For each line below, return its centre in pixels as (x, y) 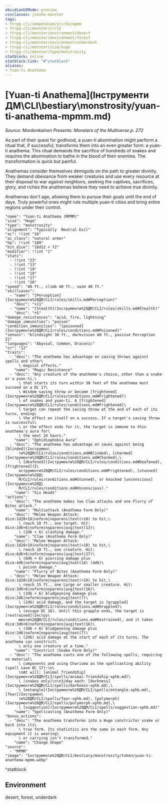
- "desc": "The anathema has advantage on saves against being (77, 444)
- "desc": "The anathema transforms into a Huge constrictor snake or (85, 720)
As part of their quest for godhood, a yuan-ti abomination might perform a (81, 140)
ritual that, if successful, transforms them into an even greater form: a (77, 145)
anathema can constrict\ (31, 642)
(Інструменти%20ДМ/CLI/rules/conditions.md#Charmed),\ (63, 457)
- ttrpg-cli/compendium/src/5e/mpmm (43, 24)
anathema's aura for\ (28, 431)
